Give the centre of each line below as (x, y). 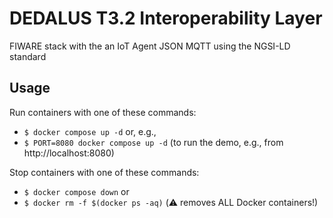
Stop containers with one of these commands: (104, 172)
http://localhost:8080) (69, 153)
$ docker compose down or (76, 191)
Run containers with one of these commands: (103, 112)
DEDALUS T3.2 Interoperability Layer (166, 18)
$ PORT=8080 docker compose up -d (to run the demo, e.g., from (153, 142)
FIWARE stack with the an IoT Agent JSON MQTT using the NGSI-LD (150, 46)
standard (28, 56)
